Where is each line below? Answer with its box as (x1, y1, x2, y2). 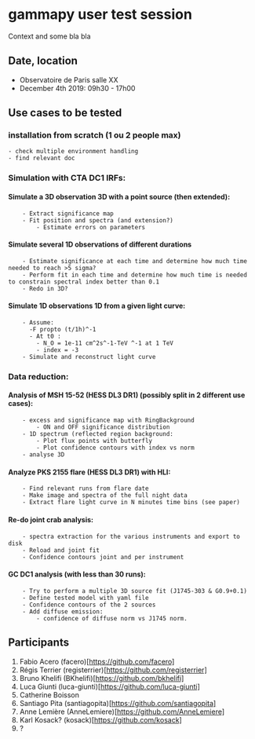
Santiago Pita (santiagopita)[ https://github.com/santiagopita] (19, 698, 217, 708)
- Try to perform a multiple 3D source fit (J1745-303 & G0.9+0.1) (22, 587, 247, 594)
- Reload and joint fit (22, 546, 100, 554)
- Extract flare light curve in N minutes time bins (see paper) (22, 499, 241, 507)
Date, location (8, 54, 78, 68)
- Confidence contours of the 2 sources (22, 601, 156, 609)
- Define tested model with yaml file (22, 594, 149, 602)
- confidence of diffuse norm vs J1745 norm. (36, 614, 188, 622)
